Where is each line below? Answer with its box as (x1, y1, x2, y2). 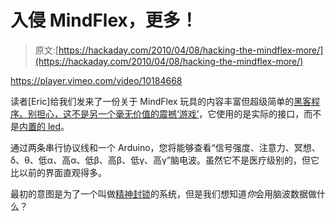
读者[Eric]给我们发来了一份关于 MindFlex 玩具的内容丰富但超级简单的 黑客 (10, 95, 312, 107)
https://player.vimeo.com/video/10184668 (10, 74, 183, 86)
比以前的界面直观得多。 (10, 166, 107, 178)
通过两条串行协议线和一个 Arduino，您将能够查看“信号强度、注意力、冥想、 (10, 141, 321, 153)
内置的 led (19, 120, 62, 132)
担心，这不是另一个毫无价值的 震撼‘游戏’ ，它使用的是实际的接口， (36, 107, 305, 120)
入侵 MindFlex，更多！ (10, 9, 198, 32)
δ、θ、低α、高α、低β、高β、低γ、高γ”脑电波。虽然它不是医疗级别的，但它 (10, 154, 320, 166)
